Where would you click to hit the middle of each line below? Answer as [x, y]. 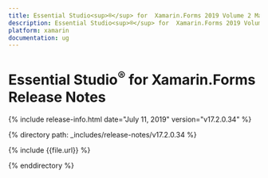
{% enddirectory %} [41, 165]
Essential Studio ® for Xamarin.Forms [132, 79]
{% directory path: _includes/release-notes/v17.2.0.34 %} [102, 134]
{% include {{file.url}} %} [49, 150]
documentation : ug [39, 38]
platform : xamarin [39, 30]
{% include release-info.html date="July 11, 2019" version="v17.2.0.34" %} [130, 119]
